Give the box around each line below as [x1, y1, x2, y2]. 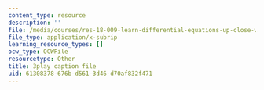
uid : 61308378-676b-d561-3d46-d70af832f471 [8, 70, 153, 77]
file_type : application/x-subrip [8, 33, 118, 41]
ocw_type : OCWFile [8, 48, 68, 56]
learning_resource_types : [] [8, 41, 104, 49]
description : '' [8, 19, 61, 27]
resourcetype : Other [8, 56, 76, 63]
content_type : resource [8, 11, 86, 20]
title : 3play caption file [8, 63, 97, 70]
